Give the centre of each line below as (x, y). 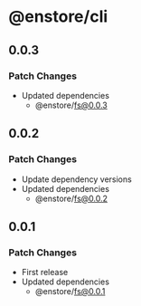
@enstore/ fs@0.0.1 (70, 292)
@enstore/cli (58, 17)
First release (45, 273)
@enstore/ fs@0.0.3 (71, 105)
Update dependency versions (76, 179)
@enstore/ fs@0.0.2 (71, 198)
